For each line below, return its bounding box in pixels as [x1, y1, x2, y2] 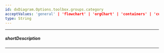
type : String [5, 16, 32, 21]
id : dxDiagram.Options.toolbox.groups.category [5, 7, 104, 12]
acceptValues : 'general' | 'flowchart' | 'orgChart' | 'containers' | [5, 12, 152, 16]
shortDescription [5, 35, 41, 41]
